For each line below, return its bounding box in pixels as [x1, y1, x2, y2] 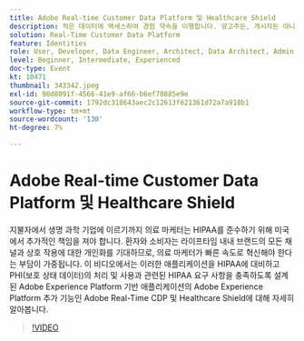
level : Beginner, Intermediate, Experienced [9, 55, 181, 65]
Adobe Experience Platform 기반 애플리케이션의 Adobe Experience [18, 281, 263, 292]
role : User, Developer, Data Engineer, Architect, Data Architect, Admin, [9, 47, 299, 56]
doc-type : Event [9, 65, 71, 74]
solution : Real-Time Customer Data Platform [9, 30, 181, 39]
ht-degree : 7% [9, 124, 64, 133]
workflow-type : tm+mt [9, 106, 92, 115]
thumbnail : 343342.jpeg [9, 81, 100, 90]
